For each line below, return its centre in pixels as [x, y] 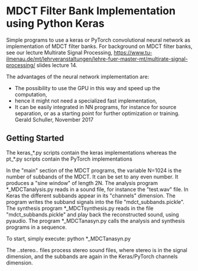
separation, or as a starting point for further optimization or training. [97, 113]
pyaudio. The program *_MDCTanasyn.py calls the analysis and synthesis [95, 221]
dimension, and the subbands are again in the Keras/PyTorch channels [92, 256]
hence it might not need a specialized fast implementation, [86, 101]
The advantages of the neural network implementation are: [78, 76]
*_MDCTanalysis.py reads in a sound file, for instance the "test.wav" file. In [97, 189]
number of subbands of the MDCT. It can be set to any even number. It [92, 177]
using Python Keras [55, 23]
